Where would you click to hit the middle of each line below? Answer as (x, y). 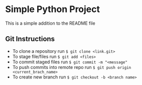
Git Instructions (30, 39)
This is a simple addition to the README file (50, 23)
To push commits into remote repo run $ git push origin (72, 67)
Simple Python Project (53, 9)
